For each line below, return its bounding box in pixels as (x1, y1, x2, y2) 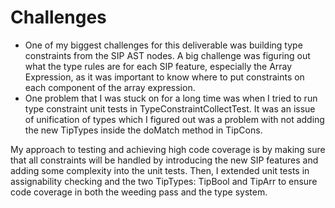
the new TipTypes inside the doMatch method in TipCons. (24, 124, 263, 136)
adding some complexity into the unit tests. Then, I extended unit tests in (10, 164, 310, 176)
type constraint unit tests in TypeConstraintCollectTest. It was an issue (24, 102, 316, 115)
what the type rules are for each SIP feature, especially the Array (24, 60, 293, 72)
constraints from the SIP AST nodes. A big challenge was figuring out (24, 49, 311, 61)
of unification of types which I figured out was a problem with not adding (24, 113, 325, 125)
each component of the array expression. (24, 81, 196, 93)
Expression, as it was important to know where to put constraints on (24, 71, 305, 83)
